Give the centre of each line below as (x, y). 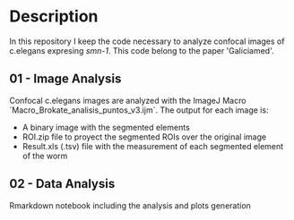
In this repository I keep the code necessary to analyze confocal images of (147, 41)
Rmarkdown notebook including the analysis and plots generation (130, 205)
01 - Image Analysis (65, 79)
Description (54, 17)
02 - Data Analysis (62, 184)
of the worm (45, 156)
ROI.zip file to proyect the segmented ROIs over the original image (144, 137)
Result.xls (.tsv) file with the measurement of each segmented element (153, 146)
